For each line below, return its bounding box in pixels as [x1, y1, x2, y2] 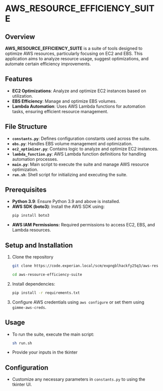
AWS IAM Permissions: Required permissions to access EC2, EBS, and [12, 222, 155, 228]
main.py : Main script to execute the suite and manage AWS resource [12, 161, 149, 167]
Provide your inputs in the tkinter [12, 349, 78, 355]
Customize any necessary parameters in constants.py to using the [12, 376, 145, 382]
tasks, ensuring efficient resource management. [12, 108, 109, 114]
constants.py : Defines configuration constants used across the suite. [12, 136, 151, 141]
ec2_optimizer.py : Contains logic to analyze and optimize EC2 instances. [12, 146, 159, 152]
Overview [5, 33, 36, 41]
